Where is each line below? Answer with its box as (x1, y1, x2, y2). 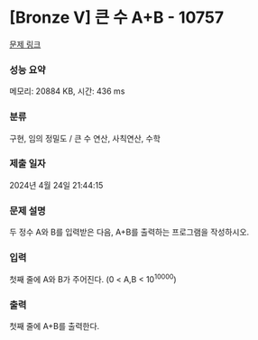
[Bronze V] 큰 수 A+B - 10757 (9, 7, 225, 28)
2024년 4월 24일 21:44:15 (9, 179, 104, 190)
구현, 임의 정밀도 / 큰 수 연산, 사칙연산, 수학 (9, 133, 161, 143)
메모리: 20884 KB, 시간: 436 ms (9, 86, 125, 96)
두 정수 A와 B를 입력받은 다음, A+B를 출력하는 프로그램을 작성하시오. (9, 226, 250, 238)
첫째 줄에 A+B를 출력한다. (9, 321, 100, 332)
